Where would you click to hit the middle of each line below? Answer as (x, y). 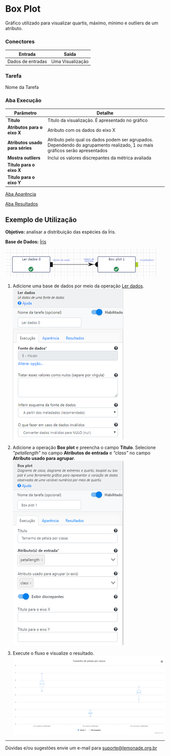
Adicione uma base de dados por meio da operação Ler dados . (78, 286)
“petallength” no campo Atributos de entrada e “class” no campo (81, 453)
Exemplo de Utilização (41, 220)
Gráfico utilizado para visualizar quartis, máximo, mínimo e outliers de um (82, 23)
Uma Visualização (70, 61)
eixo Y (14, 183)
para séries (19, 148)
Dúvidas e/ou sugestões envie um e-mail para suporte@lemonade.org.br (81, 748)
